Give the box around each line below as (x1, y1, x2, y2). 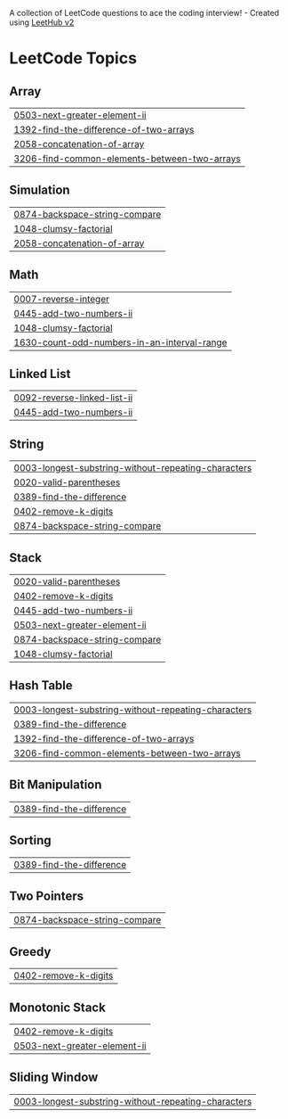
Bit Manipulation (9, 778, 102, 793)
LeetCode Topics (9, 48, 138, 69)
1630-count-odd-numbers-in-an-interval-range (13, 336, 228, 349)
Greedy (9, 944, 52, 959)
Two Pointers (9, 888, 84, 903)
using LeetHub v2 (9, 17, 75, 28)
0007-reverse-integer (13, 292, 109, 305)
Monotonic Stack (9, 1000, 107, 1015)
